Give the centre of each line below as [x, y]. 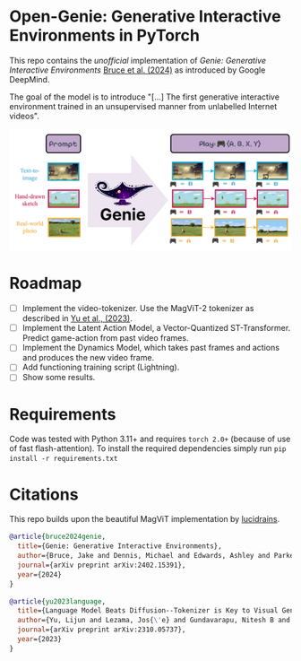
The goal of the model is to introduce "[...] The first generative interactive [145, 97]
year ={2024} [40, 574]
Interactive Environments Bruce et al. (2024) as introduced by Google [138, 70]
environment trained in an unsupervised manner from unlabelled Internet [143, 106]
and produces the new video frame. [88, 358]
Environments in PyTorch [104, 35]
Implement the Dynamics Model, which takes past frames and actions [151, 348]
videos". [25, 116]
